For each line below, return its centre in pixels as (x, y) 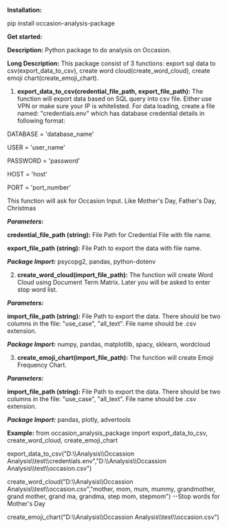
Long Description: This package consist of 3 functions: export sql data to (111, 63)
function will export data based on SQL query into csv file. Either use (114, 99)
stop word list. (37, 290)
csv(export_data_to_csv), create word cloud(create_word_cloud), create (109, 71)
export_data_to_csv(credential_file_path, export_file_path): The (110, 91)
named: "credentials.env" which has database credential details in (111, 113)
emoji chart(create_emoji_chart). (53, 78)
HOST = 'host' (28, 174)
